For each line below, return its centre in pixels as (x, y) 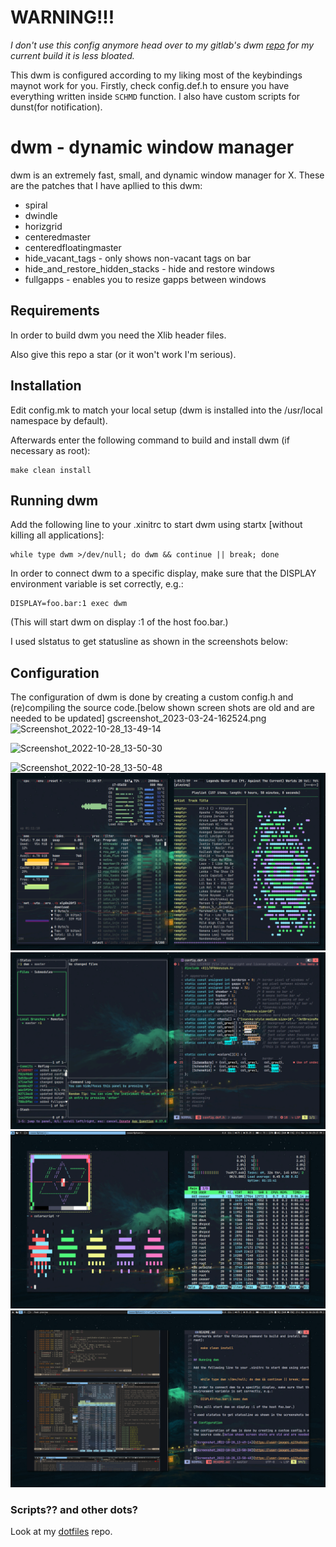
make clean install (51, 470)
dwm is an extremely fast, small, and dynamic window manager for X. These (167, 175)
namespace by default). (59, 420)
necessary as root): (50, 450)
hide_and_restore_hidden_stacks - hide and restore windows (149, 268)
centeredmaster (57, 237)
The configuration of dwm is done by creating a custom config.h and (152, 697)
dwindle (41, 215)
